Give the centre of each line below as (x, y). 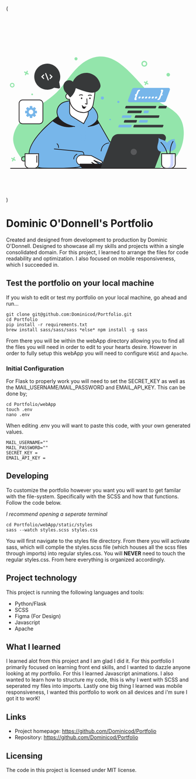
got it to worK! (23, 699)
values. (15, 432)
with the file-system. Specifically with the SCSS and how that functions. (93, 496)
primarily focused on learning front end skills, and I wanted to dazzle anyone (98, 667)
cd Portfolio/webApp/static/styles (49, 525)
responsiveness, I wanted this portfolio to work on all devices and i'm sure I (97, 692)
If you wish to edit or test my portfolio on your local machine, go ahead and (97, 297)
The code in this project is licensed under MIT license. (71, 770)
